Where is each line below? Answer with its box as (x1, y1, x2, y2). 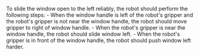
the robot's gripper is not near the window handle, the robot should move (6, 18, 187, 25)
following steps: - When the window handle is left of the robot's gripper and (6, 11, 194, 19)
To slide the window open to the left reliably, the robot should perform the (6, 5, 188, 12)
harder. (6, 43, 24, 50)
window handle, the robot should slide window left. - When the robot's (6, 30, 180, 38)
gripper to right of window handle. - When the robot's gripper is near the (6, 24, 186, 31)
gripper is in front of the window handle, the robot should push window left (6, 37, 191, 44)
